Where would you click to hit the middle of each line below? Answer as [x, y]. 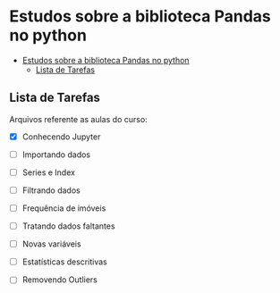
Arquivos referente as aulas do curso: [78, 119]
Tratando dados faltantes [68, 226]
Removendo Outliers [60, 280]
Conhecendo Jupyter [61, 137]
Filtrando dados [51, 190]
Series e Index [49, 172]
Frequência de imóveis [64, 208]
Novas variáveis [52, 244]
